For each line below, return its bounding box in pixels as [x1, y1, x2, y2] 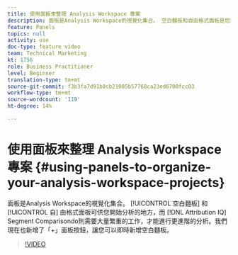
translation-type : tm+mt [7, 76, 81, 84]
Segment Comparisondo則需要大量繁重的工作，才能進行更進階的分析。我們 [7, 217, 228, 225]
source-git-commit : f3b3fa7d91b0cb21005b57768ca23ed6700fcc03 [7, 83, 195, 90]
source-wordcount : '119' [7, 96, 81, 103]
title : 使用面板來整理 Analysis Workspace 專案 [7, 10, 141, 18]
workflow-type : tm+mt [7, 89, 72, 96]
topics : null [7, 30, 46, 38]
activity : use [7, 37, 50, 44]
